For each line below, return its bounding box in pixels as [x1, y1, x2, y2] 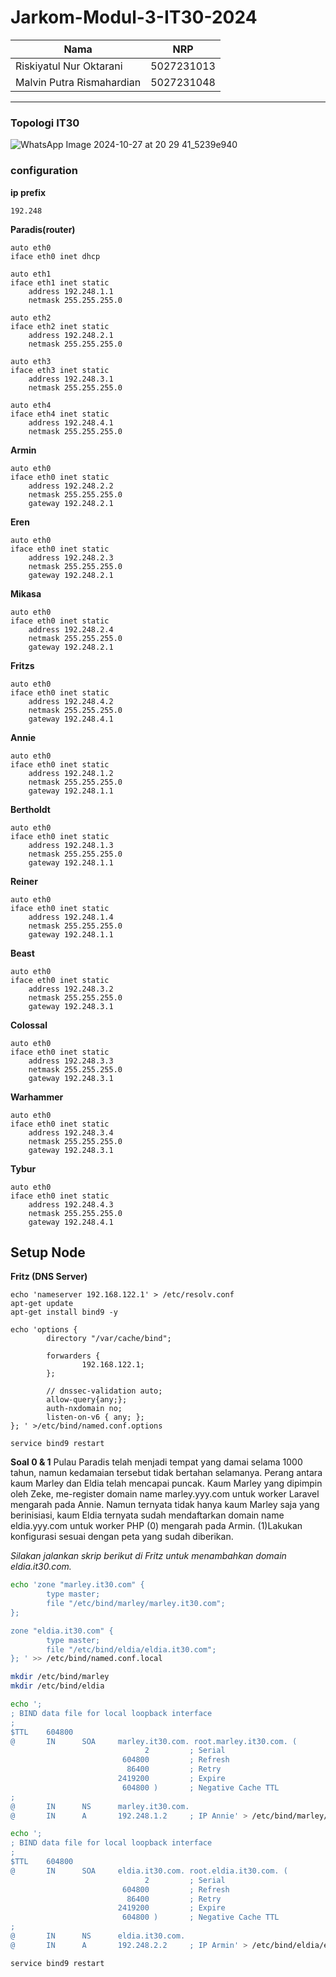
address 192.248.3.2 [28, 984, 114, 994]
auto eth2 [10, 312, 52, 323]
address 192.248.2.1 [28, 330, 114, 340]
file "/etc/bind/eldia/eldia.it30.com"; [46, 1644, 217, 1655]
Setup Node [10, 1244, 86, 1261]
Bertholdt [10, 803, 51, 815]
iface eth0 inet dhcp [10, 251, 101, 261]
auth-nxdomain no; [46, 1404, 123, 1414]
